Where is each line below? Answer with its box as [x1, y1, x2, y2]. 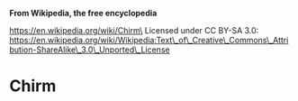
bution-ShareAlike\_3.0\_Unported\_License [9, 44, 170, 55]
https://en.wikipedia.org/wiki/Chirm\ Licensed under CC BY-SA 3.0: [9, 25, 259, 35]
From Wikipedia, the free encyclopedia [9, 8, 158, 18]
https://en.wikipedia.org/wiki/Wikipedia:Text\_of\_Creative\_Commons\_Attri [9, 35, 289, 45]
